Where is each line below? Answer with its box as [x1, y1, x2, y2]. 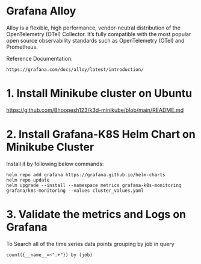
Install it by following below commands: [6, 160, 104, 167]
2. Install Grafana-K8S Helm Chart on [6, 127, 196, 141]
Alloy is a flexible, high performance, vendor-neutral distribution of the [6, 24, 181, 31]
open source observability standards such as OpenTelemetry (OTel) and [6, 37, 185, 44]
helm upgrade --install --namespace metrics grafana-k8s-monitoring [6, 182, 182, 188]
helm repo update [6, 177, 50, 183]
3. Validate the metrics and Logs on [6, 207, 187, 221]
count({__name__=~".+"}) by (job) [6, 251, 93, 258]
